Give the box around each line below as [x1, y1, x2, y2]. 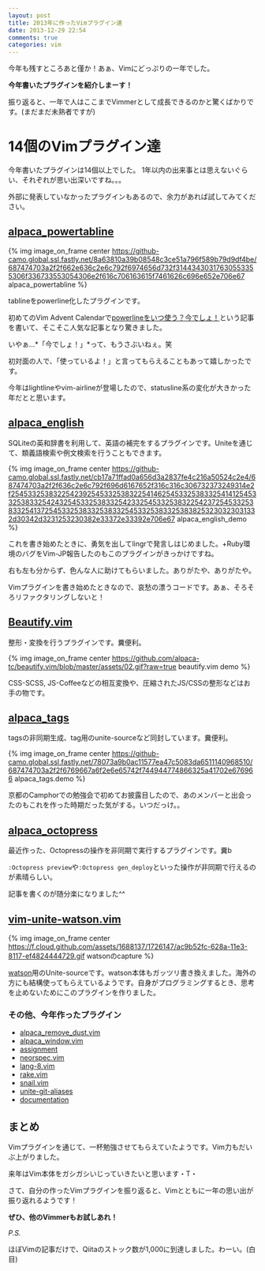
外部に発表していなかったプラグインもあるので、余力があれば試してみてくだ [8, 192, 256, 201]
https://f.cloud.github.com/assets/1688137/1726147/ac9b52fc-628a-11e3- [8, 942, 248, 951]
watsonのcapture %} [86, 951, 155, 961]
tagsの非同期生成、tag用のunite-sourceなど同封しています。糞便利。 [8, 733, 233, 743]
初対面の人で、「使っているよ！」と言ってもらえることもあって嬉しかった [8, 356, 245, 366]
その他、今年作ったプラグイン [8, 1009, 122, 1020]
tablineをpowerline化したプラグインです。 [8, 295, 144, 305]
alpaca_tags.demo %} [14, 774, 86, 784]
